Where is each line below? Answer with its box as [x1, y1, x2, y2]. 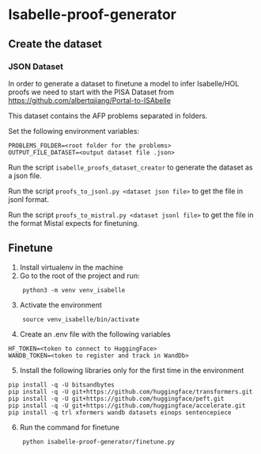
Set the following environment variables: [8, 126, 140, 135]
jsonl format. [8, 194, 50, 204]
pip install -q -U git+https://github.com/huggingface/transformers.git [8, 387, 253, 395]
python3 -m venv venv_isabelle [22, 286, 126, 294]
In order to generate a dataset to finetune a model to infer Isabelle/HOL [8, 78, 240, 88]
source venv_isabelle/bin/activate [22, 315, 140, 323]
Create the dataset [8, 37, 103, 51]
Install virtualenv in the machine [19, 262, 124, 272]
